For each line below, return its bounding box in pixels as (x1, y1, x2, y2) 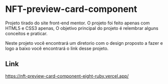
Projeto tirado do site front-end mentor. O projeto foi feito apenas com (5, 20, 150, 26)
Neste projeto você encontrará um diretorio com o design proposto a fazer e (5, 40, 163, 46)
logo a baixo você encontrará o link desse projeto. (5, 45, 109, 51)
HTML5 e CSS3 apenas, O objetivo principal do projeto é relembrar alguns (5, 25, 159, 31)
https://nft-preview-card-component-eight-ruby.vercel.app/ (5, 73, 129, 79)
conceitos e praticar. (5, 30, 48, 36)
